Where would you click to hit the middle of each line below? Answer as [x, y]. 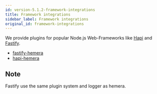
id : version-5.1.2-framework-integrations [50, 10]
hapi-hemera [26, 58]
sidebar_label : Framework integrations [47, 19]
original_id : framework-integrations [45, 24]
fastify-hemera [28, 53]
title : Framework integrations [38, 14]
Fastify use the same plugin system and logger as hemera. [66, 86]
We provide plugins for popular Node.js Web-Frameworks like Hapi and [79, 38]
